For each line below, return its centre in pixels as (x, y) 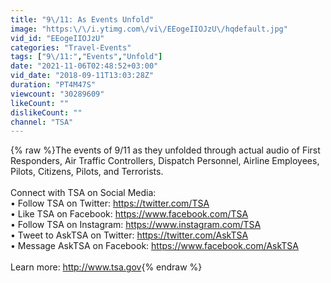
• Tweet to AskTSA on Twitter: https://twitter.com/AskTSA (129, 235)
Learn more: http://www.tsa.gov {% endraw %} (106, 267)
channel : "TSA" (42, 122)
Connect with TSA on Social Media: (83, 193)
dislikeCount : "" (46, 112)
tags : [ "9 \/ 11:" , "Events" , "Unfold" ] (86, 57)
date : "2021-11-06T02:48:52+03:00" (84, 66)
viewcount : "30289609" (57, 94)
